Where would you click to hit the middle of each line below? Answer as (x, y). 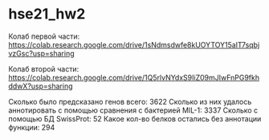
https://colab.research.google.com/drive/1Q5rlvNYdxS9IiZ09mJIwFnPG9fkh (134, 77)
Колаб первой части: (44, 36)
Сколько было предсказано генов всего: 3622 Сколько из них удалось (130, 101)
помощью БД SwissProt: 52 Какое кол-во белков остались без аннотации (135, 118)
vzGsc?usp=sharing (41, 53)
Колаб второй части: (44, 68)
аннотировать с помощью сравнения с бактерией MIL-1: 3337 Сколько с (133, 110)
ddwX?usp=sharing (41, 86)
